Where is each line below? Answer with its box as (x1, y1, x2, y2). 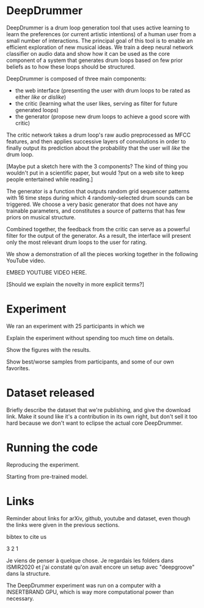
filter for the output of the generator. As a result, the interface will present (6, 232, 191, 239)
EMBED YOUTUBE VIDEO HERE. (6, 268, 87, 276)
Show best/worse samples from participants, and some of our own (6, 358, 174, 365)
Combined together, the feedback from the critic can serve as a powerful (6, 225, 191, 233)
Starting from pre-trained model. (6, 473, 89, 480)
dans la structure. (6, 569, 51, 577)
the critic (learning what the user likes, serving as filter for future (15, 99, 178, 107)
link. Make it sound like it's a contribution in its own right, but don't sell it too (6, 412, 197, 420)
